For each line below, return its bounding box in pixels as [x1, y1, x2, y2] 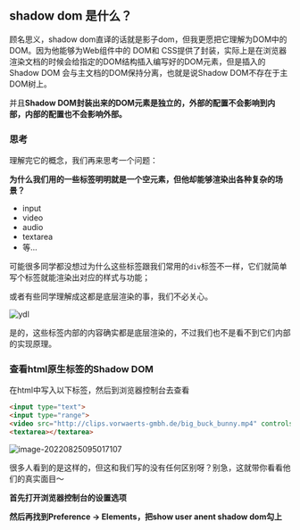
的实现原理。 [9, 338, 56, 350]
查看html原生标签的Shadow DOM [9, 363, 154, 376]
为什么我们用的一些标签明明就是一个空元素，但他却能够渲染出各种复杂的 [9, 174, 275, 185]
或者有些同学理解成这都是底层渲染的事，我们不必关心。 [9, 291, 212, 302]
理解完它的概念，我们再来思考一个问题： [9, 155, 158, 166]
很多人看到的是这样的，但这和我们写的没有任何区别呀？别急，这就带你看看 [9, 462, 283, 473]
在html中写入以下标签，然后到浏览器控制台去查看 [9, 385, 190, 395]
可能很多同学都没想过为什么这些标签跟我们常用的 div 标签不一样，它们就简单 [9, 261, 287, 272]
